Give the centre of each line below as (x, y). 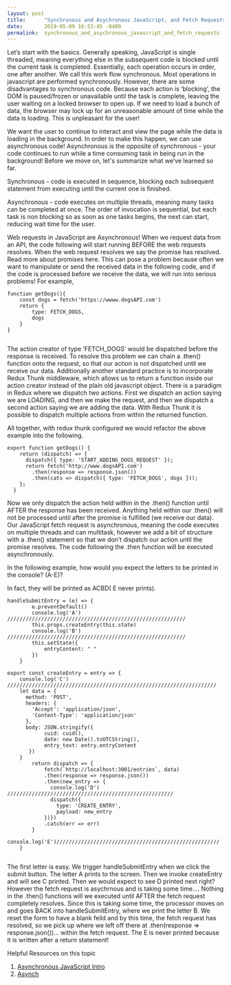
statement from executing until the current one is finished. (89, 189)
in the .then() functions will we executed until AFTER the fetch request (106, 896)
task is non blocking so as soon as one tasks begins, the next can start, (108, 217)
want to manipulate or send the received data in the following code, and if (111, 267)
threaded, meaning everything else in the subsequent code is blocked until (113, 60)
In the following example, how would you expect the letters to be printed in (113, 568)
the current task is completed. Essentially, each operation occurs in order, (112, 67)
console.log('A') (56, 613)
